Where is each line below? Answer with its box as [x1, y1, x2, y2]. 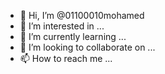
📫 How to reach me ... [19, 53, 113, 64]
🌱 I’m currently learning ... [19, 31, 127, 42]
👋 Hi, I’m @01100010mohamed [19, 10, 145, 21]
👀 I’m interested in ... [19, 20, 105, 32]
